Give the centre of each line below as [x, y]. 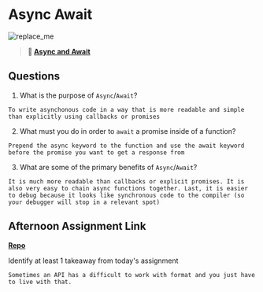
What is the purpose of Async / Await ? [78, 95]
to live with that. [40, 282]
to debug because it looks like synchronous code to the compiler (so [126, 195]
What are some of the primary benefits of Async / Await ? [108, 167]
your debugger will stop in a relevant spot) [84, 202]
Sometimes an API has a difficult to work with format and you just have [132, 275]
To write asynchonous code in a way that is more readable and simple [126, 109]
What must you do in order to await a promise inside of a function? [128, 131]
